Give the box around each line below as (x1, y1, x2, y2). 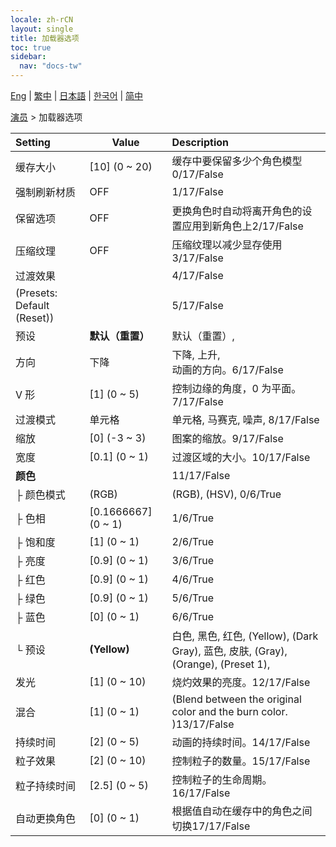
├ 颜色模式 (15, 488, 66, 501)
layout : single (10, 24, 74, 34)
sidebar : (10, 52, 47, 62)
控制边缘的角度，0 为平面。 (171, 382, 302, 395)
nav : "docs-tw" (19, 61, 83, 71)
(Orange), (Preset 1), (171, 657, 271, 671)
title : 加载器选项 (10, 33, 80, 43)
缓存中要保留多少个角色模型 (171, 154, 303, 168)
